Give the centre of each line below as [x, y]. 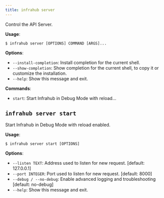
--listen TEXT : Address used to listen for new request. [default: [78, 163]
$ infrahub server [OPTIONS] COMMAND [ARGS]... [56, 43]
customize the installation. [39, 73]
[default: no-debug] [33, 184]
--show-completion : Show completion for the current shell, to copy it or [86, 68]
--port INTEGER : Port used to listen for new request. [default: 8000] [82, 174]
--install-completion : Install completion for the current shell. [76, 62]
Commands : [18, 88]
